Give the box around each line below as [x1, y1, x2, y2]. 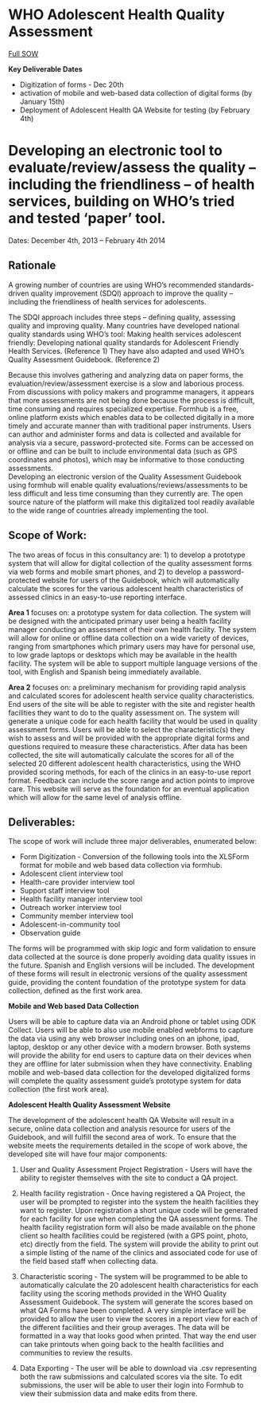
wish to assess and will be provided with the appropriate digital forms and [8, 733, 250, 743]
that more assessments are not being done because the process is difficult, [8, 395, 256, 405]
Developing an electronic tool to [8, 142, 222, 160]
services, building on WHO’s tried [8, 193, 235, 210]
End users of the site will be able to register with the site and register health [8, 699, 256, 708]
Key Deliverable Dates [8, 64, 83, 73]
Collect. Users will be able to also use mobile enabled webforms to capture [8, 1026, 253, 1035]
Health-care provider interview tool [19, 877, 135, 887]
